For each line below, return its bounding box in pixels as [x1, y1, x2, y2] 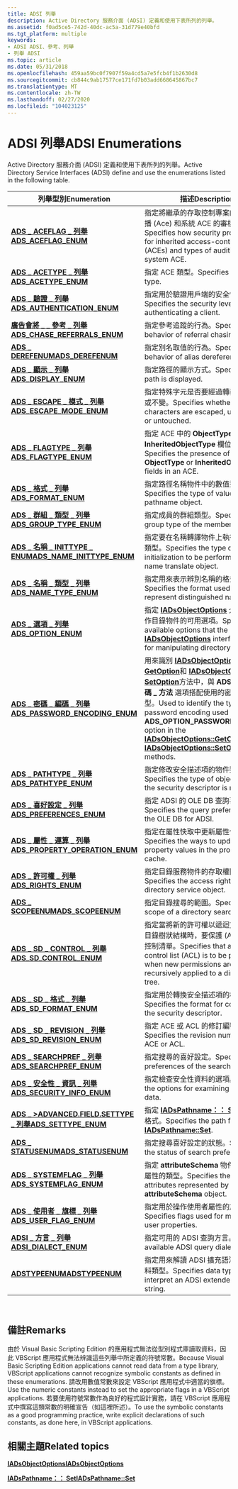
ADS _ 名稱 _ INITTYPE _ [11, 542, 93, 552]
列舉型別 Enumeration [38, 194, 111, 204]
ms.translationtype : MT [7, 83, 78, 90]
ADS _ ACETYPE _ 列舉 [11, 267, 89, 277]
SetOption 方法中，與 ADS [144, 677, 232, 687]
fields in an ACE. [144, 466, 199, 476]
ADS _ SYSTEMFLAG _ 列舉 [11, 1170, 103, 1180]
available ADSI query [144, 1242, 214, 1252]
